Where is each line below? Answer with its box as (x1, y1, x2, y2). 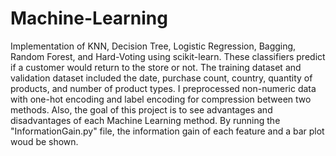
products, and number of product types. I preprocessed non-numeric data (10, 82, 317, 94)
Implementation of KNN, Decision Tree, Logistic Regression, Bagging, (10, 40, 297, 52)
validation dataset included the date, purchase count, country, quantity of (10, 72, 313, 84)
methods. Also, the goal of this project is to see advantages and (10, 103, 273, 116)
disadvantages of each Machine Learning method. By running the (10, 114, 281, 126)
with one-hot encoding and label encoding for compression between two (10, 93, 312, 105)
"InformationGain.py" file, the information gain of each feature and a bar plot (10, 125, 325, 137)
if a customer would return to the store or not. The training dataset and (10, 61, 302, 73)
